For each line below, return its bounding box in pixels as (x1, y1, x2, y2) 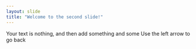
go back (6, 36, 26, 43)
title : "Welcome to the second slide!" (6, 14, 104, 20)
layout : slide (6, 8, 41, 15)
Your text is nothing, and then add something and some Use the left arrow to (6, 30, 190, 37)
